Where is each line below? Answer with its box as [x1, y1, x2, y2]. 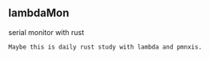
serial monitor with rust [8, 27, 85, 37]
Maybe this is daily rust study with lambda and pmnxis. [8, 43, 203, 51]
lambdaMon [8, 6, 70, 20]
